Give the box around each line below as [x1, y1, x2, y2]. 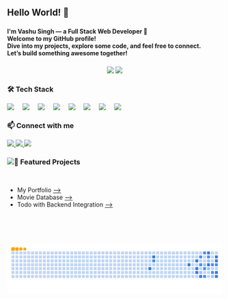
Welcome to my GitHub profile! [7, 35, 97, 43]
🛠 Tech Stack [7, 85, 54, 94]
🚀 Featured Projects [14, 157, 81, 166]
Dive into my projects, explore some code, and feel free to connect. [7, 42, 201, 50]
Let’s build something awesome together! [7, 49, 128, 57]
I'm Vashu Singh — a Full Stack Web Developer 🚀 [7, 27, 148, 36]
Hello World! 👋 [7, 7, 70, 18]
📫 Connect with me [7, 121, 74, 131]
